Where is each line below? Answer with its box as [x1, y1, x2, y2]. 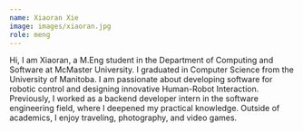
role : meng [9, 30, 51, 39]
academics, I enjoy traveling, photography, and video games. [9, 112, 238, 123]
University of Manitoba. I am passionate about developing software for [9, 74, 273, 85]
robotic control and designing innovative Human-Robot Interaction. [9, 83, 259, 95]
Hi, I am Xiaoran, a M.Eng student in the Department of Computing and [9, 55, 274, 66]
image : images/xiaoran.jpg [9, 22, 112, 31]
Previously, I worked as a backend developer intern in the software [9, 93, 259, 104]
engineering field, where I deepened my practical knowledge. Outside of [9, 103, 280, 114]
